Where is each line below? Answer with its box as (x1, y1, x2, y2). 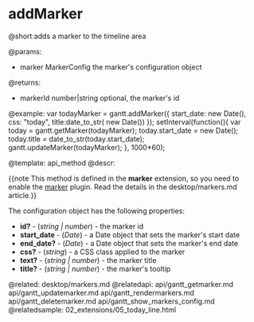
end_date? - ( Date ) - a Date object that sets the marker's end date (19, 238, 239, 248)
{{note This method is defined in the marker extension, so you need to (8, 173, 240, 183)
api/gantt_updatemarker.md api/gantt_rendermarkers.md (8, 288, 195, 297)
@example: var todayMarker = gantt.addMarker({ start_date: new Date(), (8, 109, 247, 118)
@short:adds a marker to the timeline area (8, 31, 147, 41)
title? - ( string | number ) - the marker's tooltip (19, 264, 171, 273)
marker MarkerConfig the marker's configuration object (19, 62, 202, 72)
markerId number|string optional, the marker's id (19, 93, 180, 102)
